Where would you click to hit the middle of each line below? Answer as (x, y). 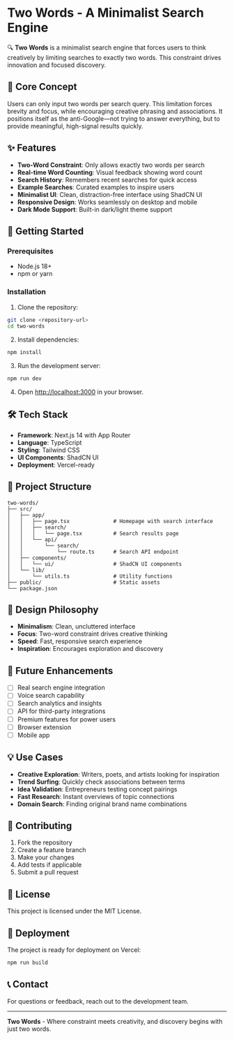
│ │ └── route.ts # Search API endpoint (93, 552)
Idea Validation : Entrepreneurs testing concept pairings (97, 789)
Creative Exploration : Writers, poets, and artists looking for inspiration (118, 774)
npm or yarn (35, 274)
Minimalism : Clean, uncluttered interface (76, 627)
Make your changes (46, 858)
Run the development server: (59, 366)
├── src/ (20, 509)
